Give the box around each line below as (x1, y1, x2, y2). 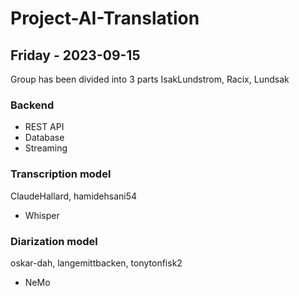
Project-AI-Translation (10, 7, 200, 30)
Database (24, 132, 65, 144)
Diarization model (10, 234, 98, 248)
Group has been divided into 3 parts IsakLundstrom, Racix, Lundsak (10, 73, 290, 85)
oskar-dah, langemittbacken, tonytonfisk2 (10, 257, 183, 269)
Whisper (24, 209, 60, 221)
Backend (10, 98, 55, 112)
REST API (24, 121, 65, 133)
